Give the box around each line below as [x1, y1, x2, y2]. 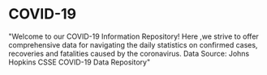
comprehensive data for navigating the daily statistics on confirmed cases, [8, 40, 258, 49]
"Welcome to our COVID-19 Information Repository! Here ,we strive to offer [8, 31, 260, 41]
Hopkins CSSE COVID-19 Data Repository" [8, 57, 151, 67]
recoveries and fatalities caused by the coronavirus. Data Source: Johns [8, 48, 250, 58]
